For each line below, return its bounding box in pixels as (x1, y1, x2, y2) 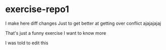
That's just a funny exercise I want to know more (5, 30, 106, 36)
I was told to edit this (5, 39, 49, 46)
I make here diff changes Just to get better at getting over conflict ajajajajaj (5, 20, 161, 26)
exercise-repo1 (5, 4, 70, 15)
